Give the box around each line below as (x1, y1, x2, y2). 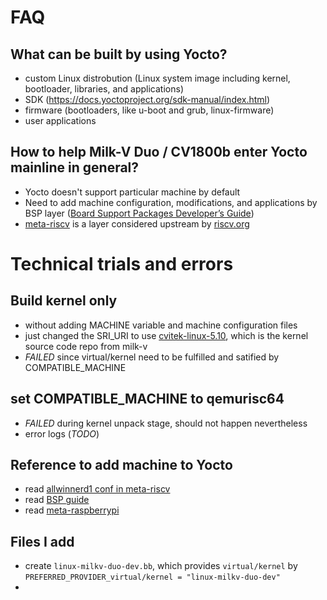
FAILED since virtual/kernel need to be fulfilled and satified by (24, 351, 280, 363)
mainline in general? (10, 159, 140, 176)
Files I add (10, 533, 75, 550)
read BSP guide (24, 494, 90, 506)
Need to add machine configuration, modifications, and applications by (24, 196, 318, 208)
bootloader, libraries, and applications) (24, 83, 184, 95)
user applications (24, 115, 97, 126)
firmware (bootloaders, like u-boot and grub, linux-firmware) (24, 104, 275, 116)
